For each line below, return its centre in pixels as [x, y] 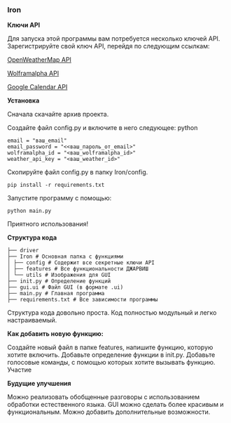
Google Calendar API [37, 87]
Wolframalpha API [33, 73]
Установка [23, 100]
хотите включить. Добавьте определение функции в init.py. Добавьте [111, 355]
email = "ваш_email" [37, 141]
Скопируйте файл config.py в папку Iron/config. [78, 172]
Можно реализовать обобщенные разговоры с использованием [104, 397]
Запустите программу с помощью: [59, 198]
